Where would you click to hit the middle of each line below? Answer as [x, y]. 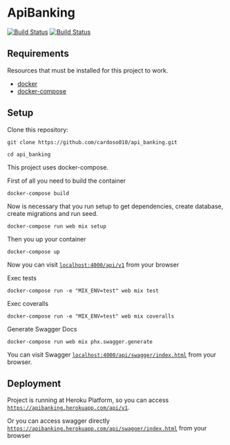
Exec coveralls [28, 303]
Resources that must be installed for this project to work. [88, 70]
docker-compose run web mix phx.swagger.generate [80, 342]
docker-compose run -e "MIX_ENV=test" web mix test [83, 291]
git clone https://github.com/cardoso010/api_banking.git [92, 142]
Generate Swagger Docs [42, 329]
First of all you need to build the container [67, 181]
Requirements [38, 54]
